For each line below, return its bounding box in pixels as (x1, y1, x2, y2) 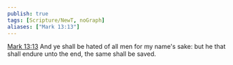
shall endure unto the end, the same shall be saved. (7, 50, 157, 58)
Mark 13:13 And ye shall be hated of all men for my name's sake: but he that (7, 43, 226, 51)
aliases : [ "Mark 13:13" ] (7, 23, 80, 30)
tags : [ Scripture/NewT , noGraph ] (7, 17, 105, 24)
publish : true (7, 10, 49, 17)
